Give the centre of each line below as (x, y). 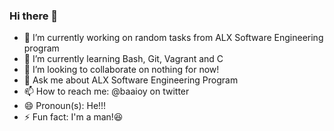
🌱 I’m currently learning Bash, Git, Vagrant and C (123, 59)
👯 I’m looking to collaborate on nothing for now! (121, 70)
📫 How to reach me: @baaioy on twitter (106, 91)
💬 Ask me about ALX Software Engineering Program (131, 80)
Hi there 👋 (34, 16)
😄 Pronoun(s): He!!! (65, 106)
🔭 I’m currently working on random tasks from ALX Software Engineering (173, 38)
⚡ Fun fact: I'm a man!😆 (73, 117)
